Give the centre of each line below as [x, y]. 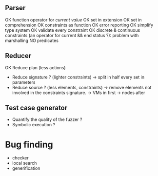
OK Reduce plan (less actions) [35, 67]
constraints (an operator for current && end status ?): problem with [72, 35]
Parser [15, 8]
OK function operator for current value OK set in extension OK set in [74, 20]
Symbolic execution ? [33, 125]
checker [20, 158]
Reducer [18, 56]
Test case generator [36, 108]
